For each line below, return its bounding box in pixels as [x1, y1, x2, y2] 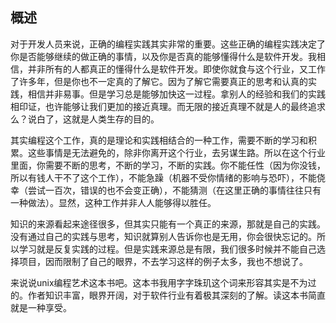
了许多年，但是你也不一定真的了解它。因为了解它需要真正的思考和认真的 [10, 75, 308, 87]
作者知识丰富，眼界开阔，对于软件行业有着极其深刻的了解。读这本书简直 [27, 289, 326, 301]
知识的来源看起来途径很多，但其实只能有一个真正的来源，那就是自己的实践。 [10, 218, 326, 230]
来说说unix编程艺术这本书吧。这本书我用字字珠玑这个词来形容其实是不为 [10, 276, 308, 288]
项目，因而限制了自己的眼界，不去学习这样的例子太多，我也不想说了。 [18, 255, 308, 267]
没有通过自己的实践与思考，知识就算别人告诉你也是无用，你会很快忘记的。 [10, 230, 317, 242]
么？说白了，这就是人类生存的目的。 [10, 113, 160, 125]
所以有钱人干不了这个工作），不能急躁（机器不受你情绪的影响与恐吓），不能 [10, 171, 317, 183]
